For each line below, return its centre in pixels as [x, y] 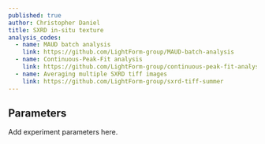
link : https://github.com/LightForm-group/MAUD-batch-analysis [129, 52]
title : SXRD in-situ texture [56, 30]
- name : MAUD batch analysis [63, 45]
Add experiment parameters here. [63, 132]
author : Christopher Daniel [54, 23]
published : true [35, 15]
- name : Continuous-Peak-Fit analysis [79, 60]
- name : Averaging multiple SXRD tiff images [91, 74]
